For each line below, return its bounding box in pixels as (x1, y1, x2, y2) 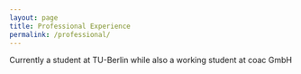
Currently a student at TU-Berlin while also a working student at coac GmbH (9, 55, 293, 66)
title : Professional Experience (9, 22, 131, 31)
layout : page (9, 13, 59, 23)
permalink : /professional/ (9, 30, 111, 39)
